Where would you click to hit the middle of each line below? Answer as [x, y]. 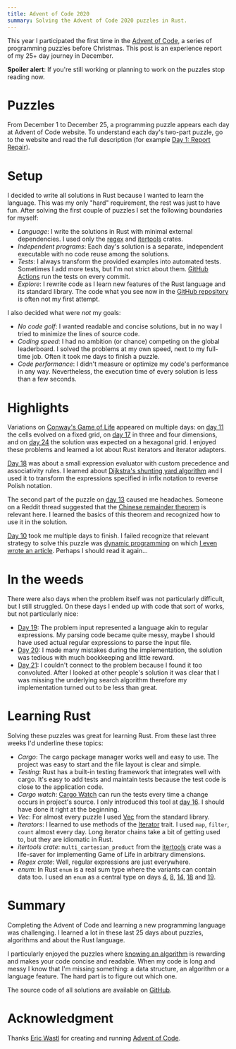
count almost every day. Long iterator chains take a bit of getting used [119, 832]
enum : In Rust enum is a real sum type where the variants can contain [117, 870]
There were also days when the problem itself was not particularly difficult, [116, 599]
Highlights [38, 408]
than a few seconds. [47, 379]
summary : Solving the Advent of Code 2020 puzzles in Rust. [98, 20]
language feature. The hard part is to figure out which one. [92, 976]
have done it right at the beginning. [68, 810]
